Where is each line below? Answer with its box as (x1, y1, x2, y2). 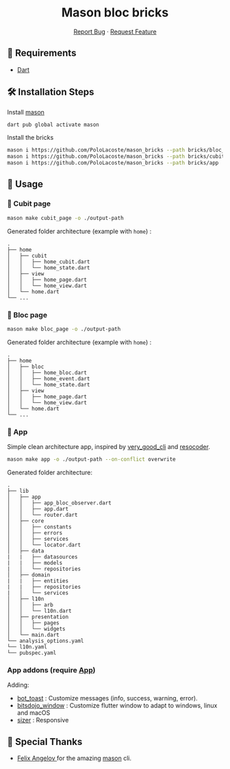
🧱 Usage (7, 178, 43, 190)
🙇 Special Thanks (7, 735, 83, 748)
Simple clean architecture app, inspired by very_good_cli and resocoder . (7, 443, 211, 451)
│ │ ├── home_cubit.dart (7, 258, 90, 265)
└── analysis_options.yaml (7, 637, 84, 644)
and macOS (16, 709, 51, 717)
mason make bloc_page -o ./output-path (7, 326, 121, 332)
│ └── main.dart (7, 631, 60, 638)
